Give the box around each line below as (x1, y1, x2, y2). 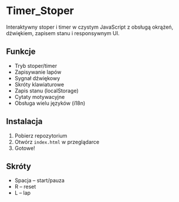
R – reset (14, 183, 36, 190)
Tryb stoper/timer (14, 62, 58, 69)
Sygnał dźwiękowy (14, 74, 60, 81)
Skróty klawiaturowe (14, 81, 65, 88)
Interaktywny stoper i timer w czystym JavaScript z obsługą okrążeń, (6, 23, 174, 30)
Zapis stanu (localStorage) (14, 87, 79, 94)
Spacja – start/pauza (14, 177, 65, 184)
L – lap (14, 189, 31, 197)
